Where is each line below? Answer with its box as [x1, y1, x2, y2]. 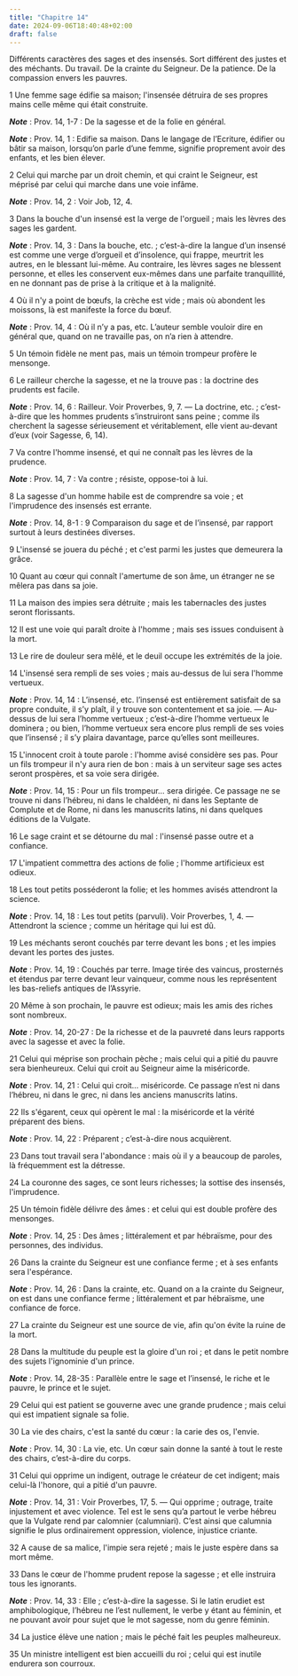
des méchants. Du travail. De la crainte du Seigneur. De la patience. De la [9, 63, 277, 74]
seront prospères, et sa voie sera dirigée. [9, 769, 160, 779]
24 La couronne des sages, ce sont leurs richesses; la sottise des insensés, [9, 1177, 286, 1188]
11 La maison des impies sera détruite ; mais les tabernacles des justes [9, 597, 267, 608]
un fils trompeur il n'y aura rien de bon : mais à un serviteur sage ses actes [9, 759, 282, 770]
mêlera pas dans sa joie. [9, 581, 98, 591]
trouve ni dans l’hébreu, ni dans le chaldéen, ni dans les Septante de [9, 795, 259, 806]
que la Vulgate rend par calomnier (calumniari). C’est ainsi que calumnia [9, 1515, 272, 1527]
